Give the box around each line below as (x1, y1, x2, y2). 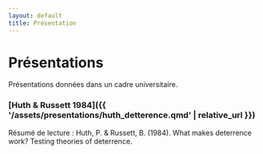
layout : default (8, 11, 62, 20)
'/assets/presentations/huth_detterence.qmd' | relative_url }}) (8, 109, 256, 120)
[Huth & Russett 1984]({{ (8, 100, 106, 111)
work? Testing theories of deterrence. (8, 136, 133, 146)
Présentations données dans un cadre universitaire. (8, 80, 178, 89)
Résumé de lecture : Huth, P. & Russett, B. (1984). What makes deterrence (8, 128, 252, 137)
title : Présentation (8, 19, 78, 27)
